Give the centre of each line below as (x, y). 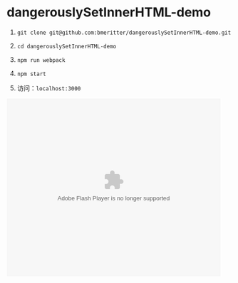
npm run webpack (41, 60)
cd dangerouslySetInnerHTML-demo (67, 46)
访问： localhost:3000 (49, 88)
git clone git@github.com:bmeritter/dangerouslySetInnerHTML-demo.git (124, 33)
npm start (32, 74)
